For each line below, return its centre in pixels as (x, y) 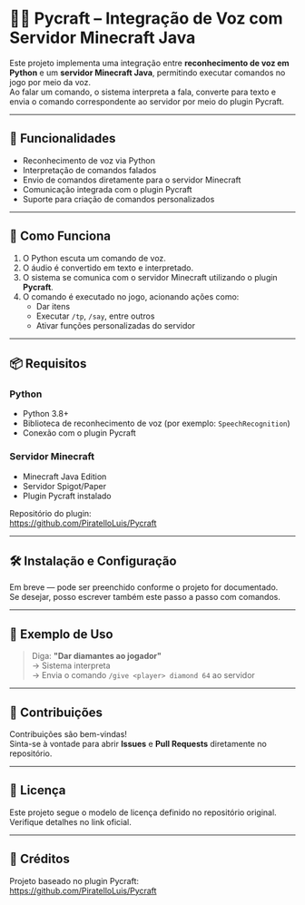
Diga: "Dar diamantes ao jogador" (96, 656)
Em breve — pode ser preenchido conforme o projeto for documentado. (144, 587)
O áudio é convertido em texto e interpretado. (108, 268)
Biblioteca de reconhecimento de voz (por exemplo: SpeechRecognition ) (156, 423)
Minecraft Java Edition (64, 477)
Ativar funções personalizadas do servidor (115, 325)
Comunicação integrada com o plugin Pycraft (107, 189)
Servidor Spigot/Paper (64, 486)
